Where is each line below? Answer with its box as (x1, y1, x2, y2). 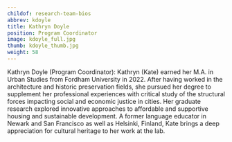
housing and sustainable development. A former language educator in (7, 112, 206, 120)
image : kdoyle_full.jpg (7, 36, 76, 43)
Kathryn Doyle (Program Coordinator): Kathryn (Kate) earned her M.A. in (7, 67, 214, 76)
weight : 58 (7, 49, 39, 56)
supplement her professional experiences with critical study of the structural (7, 89, 225, 98)
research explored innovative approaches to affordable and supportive (7, 105, 209, 113)
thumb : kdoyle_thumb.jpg (7, 42, 79, 49)
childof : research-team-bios (7, 10, 91, 17)
